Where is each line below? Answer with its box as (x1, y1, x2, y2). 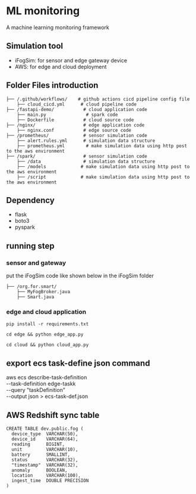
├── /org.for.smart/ (6, 284, 58, 290)
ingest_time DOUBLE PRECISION (11, 477, 89, 483)
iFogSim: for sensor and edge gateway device (14, 56, 128, 64)
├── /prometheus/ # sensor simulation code (6, 132, 147, 138)
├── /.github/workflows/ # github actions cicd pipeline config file (6, 96, 190, 102)
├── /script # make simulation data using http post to (17, 174, 190, 180)
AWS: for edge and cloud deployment (14, 63, 107, 70)
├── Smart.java (17, 294, 55, 300)
